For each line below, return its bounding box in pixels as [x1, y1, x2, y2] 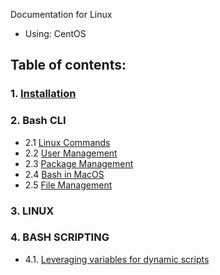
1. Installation [10, 87, 77, 101]
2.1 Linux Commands [24, 136, 111, 148]
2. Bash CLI [10, 114, 67, 128]
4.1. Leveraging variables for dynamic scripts [24, 253, 210, 265]
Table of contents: [10, 57, 127, 74]
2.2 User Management [24, 147, 118, 159]
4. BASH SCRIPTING [10, 230, 110, 244]
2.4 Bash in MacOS [24, 168, 105, 180]
